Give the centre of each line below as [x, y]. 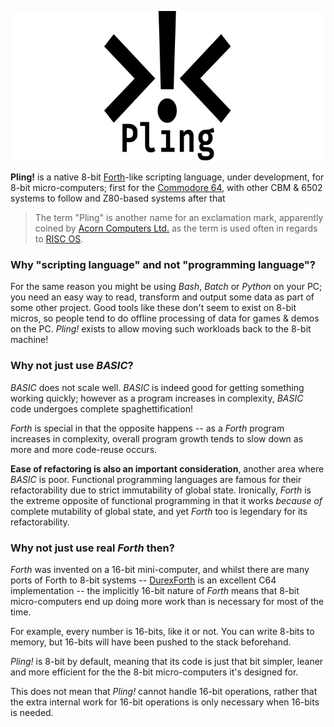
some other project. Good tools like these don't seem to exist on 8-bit [153, 308]
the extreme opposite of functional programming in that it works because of [166, 500]
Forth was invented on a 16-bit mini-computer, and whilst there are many [160, 569]
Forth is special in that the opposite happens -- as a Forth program [147, 428]
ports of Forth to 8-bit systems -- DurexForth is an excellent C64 [143, 580]
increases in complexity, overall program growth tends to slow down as [157, 438]
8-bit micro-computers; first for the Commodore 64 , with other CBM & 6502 [166, 187]
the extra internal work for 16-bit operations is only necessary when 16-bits [165, 702]
